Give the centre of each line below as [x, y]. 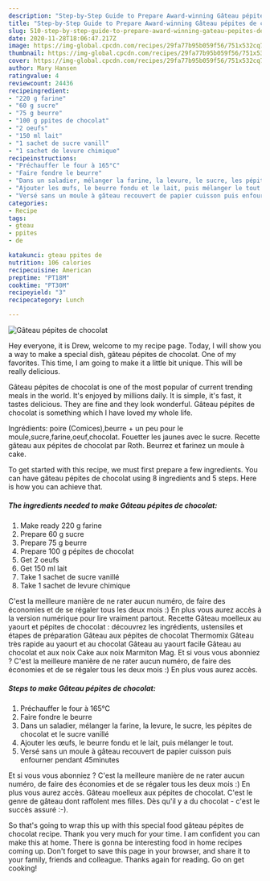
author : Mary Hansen [43, 69]
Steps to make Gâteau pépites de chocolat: [82, 688]
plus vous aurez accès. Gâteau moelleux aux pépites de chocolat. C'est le [131, 792]
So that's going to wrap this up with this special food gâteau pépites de [126, 825]
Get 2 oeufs [39, 559]
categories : [28, 203]
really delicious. [34, 371]
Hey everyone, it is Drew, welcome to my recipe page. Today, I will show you [135, 346]
